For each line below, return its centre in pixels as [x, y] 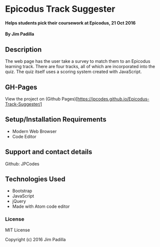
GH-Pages [21, 87]
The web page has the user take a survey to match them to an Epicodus [78, 61]
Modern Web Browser [34, 131]
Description [23, 49]
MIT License [18, 230]
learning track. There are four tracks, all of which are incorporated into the [80, 67]
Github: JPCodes [22, 164]
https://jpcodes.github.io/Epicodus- [113, 99]
